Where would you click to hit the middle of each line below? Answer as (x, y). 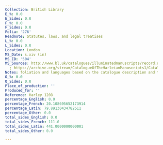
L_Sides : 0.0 (18, 45)
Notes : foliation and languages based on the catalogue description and (80, 72)
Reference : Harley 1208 (29, 95)
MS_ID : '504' (18, 59)
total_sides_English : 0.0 (31, 117)
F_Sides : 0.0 (18, 28)
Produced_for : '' (23, 90)
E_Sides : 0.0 (18, 18)
